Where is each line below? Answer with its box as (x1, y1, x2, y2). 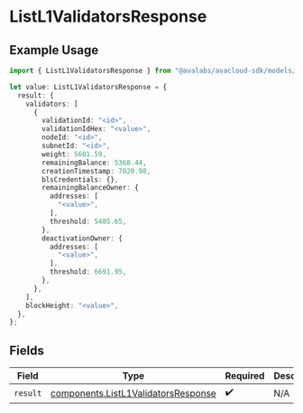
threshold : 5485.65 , (49, 217, 127, 226)
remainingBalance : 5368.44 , (41, 158, 147, 167)
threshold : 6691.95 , (49, 268, 127, 277)
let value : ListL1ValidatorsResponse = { (9, 82, 168, 91)
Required (225, 370, 265, 382)
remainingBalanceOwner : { (41, 183, 140, 192)
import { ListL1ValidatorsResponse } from (9, 66, 171, 75)
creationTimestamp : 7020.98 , (41, 166, 151, 175)
